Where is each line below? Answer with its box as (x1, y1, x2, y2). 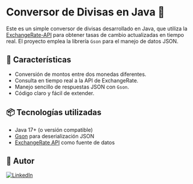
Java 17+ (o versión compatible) (14, 126, 93, 133)
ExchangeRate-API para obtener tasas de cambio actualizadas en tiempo (6, 31, 185, 38)
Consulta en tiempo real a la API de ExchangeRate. (14, 77, 139, 84)
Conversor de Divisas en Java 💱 (6, 5, 165, 19)
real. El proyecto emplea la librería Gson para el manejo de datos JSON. (6, 37, 179, 45)
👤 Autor (6, 156, 35, 166)
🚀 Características (6, 55, 72, 65)
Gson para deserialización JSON (14, 132, 95, 139)
